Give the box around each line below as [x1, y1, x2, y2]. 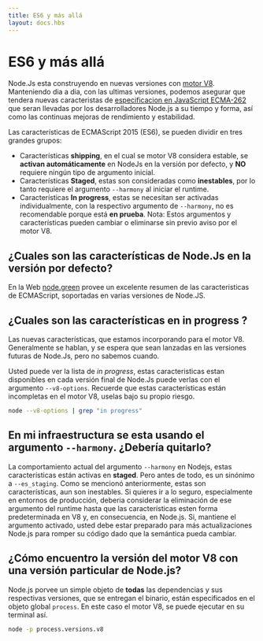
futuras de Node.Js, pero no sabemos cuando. [8, 351, 160, 361]
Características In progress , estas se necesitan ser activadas [19, 193, 219, 202]
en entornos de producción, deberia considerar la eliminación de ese [8, 495, 232, 505]
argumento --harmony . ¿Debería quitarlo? [8, 441, 212, 454]
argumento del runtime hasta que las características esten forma [8, 503, 218, 513]
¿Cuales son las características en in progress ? [8, 313, 248, 327]
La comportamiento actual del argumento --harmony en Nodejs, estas [8, 461, 232, 471]
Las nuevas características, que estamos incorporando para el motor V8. [8, 335, 245, 344]
